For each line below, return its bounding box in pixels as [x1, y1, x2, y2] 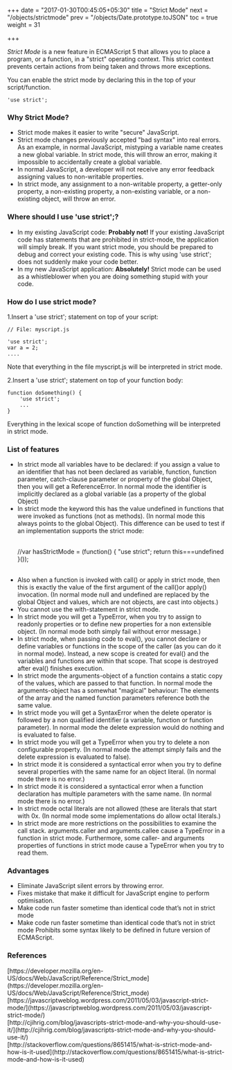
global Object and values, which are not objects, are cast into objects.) [17, 598, 219, 606]
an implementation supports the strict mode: [17, 527, 144, 535]
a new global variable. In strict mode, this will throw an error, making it [17, 151, 217, 159]
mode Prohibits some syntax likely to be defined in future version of [17, 926, 211, 935]
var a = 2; [7, 344, 39, 351]
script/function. [7, 83, 51, 91]
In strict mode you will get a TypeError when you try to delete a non [17, 738, 210, 746]
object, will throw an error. [41, 194, 116, 203]
